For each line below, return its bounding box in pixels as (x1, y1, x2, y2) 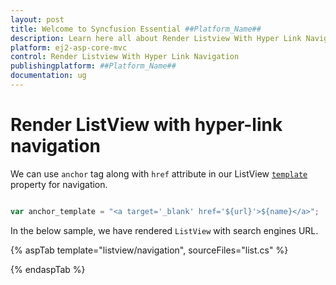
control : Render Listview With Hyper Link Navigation (10, 52, 240, 62)
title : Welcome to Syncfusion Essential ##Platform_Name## (10, 24, 262, 34)
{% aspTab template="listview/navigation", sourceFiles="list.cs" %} (10, 244, 289, 256)
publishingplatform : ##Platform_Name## (10, 61, 177, 71)
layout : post (10, 14, 65, 25)
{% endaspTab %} (10, 263, 86, 275)
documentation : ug (10, 71, 87, 81)
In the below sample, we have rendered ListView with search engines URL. (10, 224, 319, 236)
